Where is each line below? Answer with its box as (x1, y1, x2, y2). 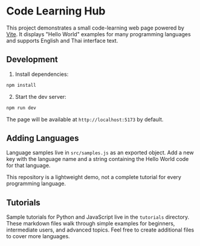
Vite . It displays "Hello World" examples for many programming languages (6, 30, 192, 37)
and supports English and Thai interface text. (6, 37, 118, 44)
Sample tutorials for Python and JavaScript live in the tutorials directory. (6, 213, 190, 221)
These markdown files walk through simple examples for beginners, (6, 220, 175, 227)
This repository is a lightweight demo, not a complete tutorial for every (6, 174, 181, 181)
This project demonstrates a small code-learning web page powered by (6, 24, 184, 31)
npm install (6, 82, 36, 88)
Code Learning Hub (6, 4, 106, 18)
